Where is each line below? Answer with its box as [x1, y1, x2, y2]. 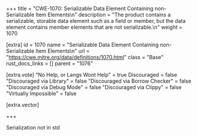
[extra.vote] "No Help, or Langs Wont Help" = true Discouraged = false [6, 72, 178, 78]
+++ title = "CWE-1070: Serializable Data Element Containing [6, 5, 154, 12]
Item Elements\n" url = [35, 47, 90, 55]
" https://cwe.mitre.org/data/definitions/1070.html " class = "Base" [6, 54, 163, 60]
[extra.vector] [6, 101, 39, 108]
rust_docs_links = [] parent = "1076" [6, 60, 93, 67]
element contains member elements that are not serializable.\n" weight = [6, 23, 183, 30]
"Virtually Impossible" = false [6, 90, 76, 97]
